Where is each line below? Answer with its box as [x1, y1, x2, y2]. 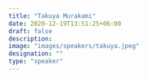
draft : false [8, 27, 53, 35]
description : [8, 34, 53, 43]
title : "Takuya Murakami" [8, 11, 96, 20]
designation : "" [8, 50, 63, 58]
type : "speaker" [8, 58, 63, 66]
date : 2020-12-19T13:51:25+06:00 [8, 19, 122, 28]
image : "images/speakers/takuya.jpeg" [8, 42, 140, 50]
